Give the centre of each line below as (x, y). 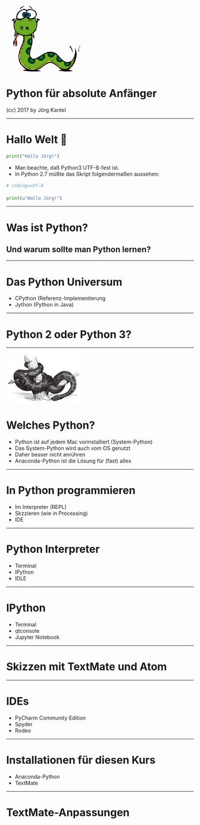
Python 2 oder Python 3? (69, 334)
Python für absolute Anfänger (82, 94)
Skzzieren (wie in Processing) (51, 513)
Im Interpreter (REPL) (40, 507)
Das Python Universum (64, 282)
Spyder (24, 724)
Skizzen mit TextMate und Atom (87, 667)
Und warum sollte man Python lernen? (79, 249)
